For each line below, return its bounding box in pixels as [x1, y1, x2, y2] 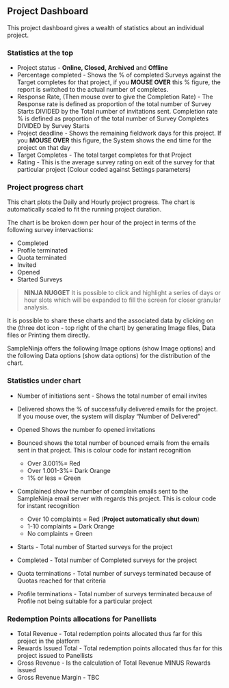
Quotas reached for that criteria [16, 576, 106, 585]
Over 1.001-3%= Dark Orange [27, 466, 111, 474]
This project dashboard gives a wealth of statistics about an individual [7, 23, 204, 31]
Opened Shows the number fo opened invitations [16, 425, 156, 433]
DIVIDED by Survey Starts [16, 122, 90, 130]
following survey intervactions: [7, 226, 94, 234]
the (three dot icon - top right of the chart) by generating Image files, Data [7, 324, 216, 332]
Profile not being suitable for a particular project [16, 597, 152, 605]
